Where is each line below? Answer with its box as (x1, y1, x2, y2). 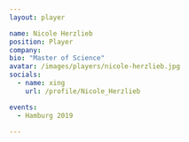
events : (9, 103, 38, 112)
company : (9, 45, 42, 54)
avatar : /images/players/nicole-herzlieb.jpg (9, 62, 180, 71)
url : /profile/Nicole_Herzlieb (25, 86, 141, 96)
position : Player (9, 37, 74, 46)
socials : (9, 70, 42, 80)
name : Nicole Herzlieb (9, 28, 93, 38)
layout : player (9, 12, 66, 22)
